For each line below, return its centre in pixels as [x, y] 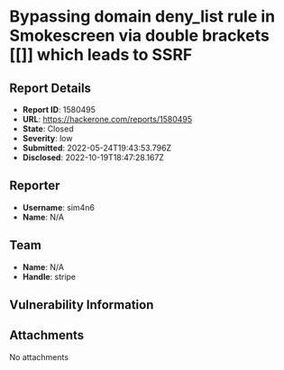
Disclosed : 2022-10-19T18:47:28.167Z [93, 158]
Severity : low [47, 138]
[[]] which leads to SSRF [101, 55]
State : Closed [48, 129]
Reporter [35, 186]
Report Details [50, 88]
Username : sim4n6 [59, 207]
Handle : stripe [49, 276]
